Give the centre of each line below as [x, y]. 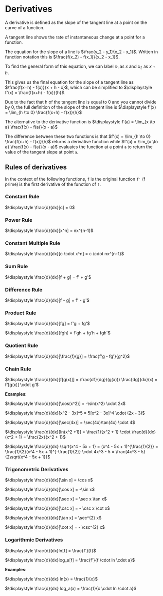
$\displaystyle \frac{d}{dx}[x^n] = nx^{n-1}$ [49, 231]
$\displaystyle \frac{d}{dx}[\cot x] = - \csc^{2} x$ [55, 527]
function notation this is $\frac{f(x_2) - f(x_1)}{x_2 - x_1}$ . [63, 57]
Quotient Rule [22, 346]
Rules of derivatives [36, 167]
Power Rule [19, 220]
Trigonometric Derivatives [37, 469]
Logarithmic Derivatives [34, 540]
